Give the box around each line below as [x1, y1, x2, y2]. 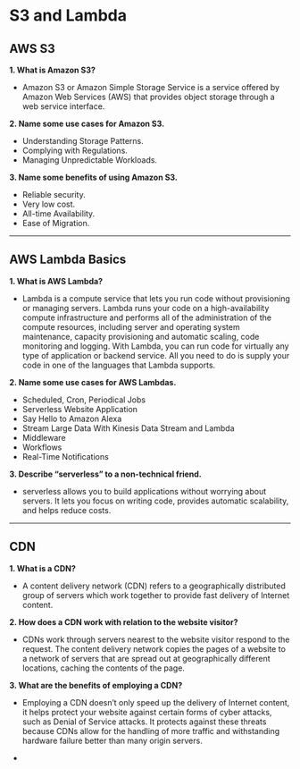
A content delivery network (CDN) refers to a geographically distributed [21, 580, 286, 591]
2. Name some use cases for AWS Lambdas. [9, 376, 177, 387]
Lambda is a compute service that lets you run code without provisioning [21, 292, 290, 304]
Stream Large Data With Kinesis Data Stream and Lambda [21, 422, 235, 434]
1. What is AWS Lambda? [9, 275, 104, 286]
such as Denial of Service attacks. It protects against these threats [21, 716, 267, 727]
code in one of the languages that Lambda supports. [21, 359, 216, 370]
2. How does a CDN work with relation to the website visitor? [9, 616, 238, 627]
